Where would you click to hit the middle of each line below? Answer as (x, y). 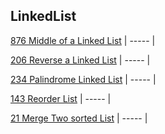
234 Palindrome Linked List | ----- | (83, 79)
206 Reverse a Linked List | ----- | (80, 60)
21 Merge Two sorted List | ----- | (79, 118)
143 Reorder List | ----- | (61, 98)
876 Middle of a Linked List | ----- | (83, 40)
